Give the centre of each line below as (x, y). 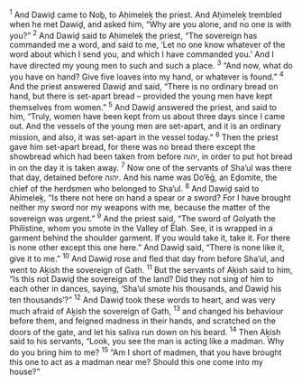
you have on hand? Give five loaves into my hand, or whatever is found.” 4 (146, 76)
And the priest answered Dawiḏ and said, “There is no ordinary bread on (144, 86)
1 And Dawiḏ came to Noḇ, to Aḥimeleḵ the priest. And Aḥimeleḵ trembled (146, 14)
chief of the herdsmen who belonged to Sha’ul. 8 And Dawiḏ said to (134, 187)
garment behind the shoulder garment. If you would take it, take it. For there (150, 238)
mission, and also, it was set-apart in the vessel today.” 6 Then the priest (144, 136)
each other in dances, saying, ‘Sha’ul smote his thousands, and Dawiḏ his (146, 289)
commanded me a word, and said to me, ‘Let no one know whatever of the (147, 45)
